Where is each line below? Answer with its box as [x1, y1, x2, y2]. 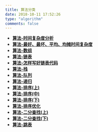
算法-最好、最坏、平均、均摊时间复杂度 [12, 42, 93, 47]
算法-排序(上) [12, 85, 40, 90]
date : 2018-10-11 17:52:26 [5, 12, 61, 17]
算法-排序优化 [12, 103, 41, 109]
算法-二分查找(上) [12, 109, 49, 115]
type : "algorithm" [5, 16, 43, 21]
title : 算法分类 [5, 7, 36, 12]
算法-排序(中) [12, 91, 40, 97]
